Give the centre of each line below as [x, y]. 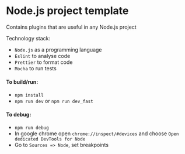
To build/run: [22, 82]
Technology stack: [28, 38]
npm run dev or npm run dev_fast [54, 101]
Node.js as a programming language [58, 49]
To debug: [19, 114]
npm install [29, 95]
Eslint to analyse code [42, 56]
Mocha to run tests [35, 68]
